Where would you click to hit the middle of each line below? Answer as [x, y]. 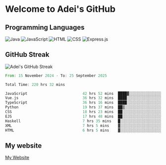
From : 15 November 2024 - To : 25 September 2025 [56, 76]
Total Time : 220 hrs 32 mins [35, 84]
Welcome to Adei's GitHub [60, 9]
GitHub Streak [27, 55]
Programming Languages [45, 27]
